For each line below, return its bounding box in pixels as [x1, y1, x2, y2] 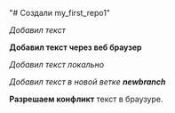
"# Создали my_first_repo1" [9, 8, 111, 18]
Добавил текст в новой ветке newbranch [9, 77, 166, 87]
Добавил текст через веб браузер [9, 42, 142, 52]
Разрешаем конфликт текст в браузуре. [9, 93, 163, 104]
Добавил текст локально [9, 60, 105, 69]
